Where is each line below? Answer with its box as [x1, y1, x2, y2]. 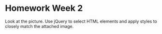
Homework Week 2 [5, 3, 83, 14]
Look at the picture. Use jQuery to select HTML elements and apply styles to [5, 18, 157, 24]
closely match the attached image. [5, 23, 74, 29]
